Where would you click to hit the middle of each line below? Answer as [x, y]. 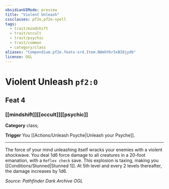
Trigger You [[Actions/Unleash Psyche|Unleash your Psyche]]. [70, 135]
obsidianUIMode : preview [31, 10]
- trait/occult [26, 33]
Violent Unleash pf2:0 [52, 82]
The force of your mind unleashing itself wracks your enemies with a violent [84, 150]
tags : [11, 24]
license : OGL [19, 57]
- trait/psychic [27, 38]
